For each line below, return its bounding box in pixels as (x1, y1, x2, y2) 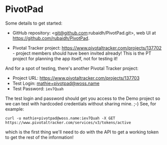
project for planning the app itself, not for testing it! (12, 55, 118, 61)
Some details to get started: (5, 20, 63, 26)
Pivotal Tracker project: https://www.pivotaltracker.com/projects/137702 (12, 45, 162, 51)
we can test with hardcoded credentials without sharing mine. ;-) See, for (5, 100, 156, 106)
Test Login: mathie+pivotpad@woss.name (12, 80, 100, 86)
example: (5, 106, 24, 112)
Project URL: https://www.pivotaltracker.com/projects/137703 (12, 75, 140, 81)
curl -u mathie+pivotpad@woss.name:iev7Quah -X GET (5, 115, 115, 121)
